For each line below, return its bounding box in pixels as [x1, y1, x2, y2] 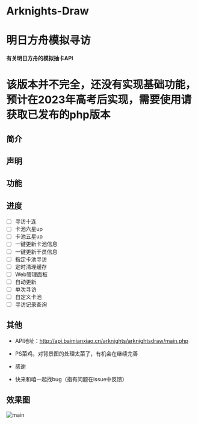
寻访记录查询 [14, 301, 47, 308]
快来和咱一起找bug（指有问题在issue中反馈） [14, 375, 128, 383]
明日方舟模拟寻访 [6, 34, 91, 48]
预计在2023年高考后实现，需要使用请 [6, 93, 192, 106]
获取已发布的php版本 [6, 108, 111, 121]
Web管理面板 [14, 271, 48, 278]
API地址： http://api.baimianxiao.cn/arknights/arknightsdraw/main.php [14, 337, 188, 344]
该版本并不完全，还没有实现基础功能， [6, 78, 197, 91]
